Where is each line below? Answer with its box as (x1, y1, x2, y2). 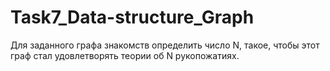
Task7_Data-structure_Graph (10, 6, 255, 29)
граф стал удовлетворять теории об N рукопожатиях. (10, 49, 240, 61)
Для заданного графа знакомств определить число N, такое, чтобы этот (10, 39, 320, 51)
